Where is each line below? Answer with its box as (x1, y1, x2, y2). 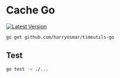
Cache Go (6, 4, 55, 17)
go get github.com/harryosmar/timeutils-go (6, 34, 115, 40)
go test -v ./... (6, 66, 49, 72)
